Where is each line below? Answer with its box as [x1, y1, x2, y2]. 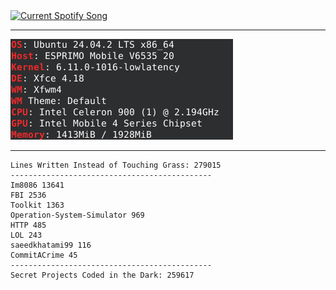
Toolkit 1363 [10, 200, 65, 210]
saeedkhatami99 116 [10, 240, 92, 250]
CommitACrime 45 [10, 250, 78, 260]
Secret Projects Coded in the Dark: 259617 [10, 270, 195, 280]
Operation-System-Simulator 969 [10, 210, 145, 220]
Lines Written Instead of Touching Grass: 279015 [10, 160, 222, 170]
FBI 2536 [10, 190, 47, 200]
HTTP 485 [10, 220, 47, 230]
